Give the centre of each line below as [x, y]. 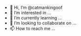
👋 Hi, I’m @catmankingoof [36, 8]
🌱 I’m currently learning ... [36, 18]
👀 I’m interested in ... [30, 13]
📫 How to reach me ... [32, 28]
